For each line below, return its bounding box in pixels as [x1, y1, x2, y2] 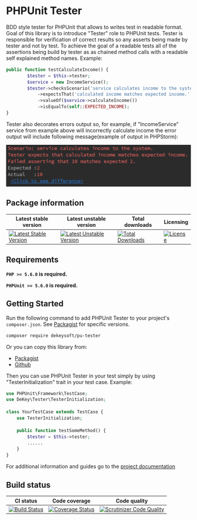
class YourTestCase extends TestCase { [6, 409, 104, 415]
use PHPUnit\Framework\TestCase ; [6, 390, 88, 396]
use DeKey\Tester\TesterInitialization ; [6, 397, 107, 403]
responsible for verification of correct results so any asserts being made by [6, 36, 188, 43]
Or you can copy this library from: [6, 343, 88, 350]
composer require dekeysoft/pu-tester [6, 332, 101, 338]
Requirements [6, 255, 59, 265]
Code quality [116, 497, 148, 504]
